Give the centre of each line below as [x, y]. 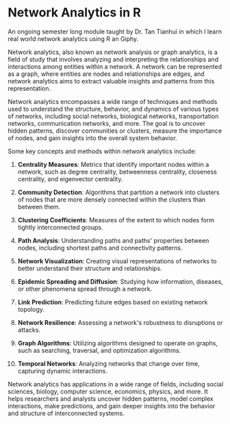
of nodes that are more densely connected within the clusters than [112, 199]
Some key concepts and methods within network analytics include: [102, 151]
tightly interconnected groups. [60, 227]
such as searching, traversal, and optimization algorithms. [99, 350]
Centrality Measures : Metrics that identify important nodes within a [113, 164]
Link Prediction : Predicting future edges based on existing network [113, 302]
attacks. [29, 330]
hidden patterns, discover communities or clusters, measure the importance [115, 131]
